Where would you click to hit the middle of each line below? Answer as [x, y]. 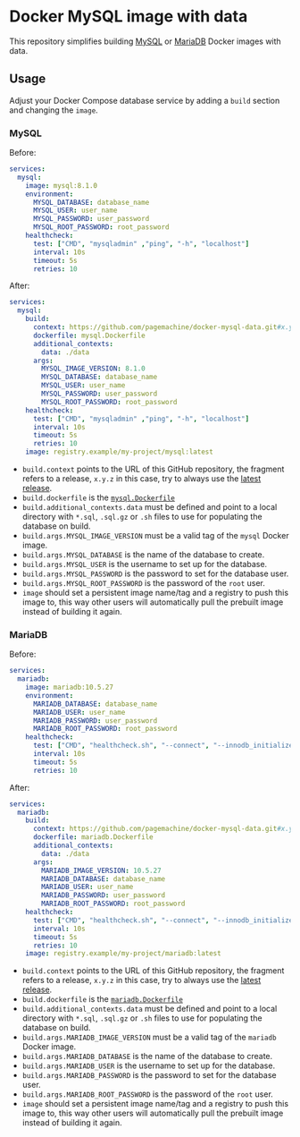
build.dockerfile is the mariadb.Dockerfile [102, 999]
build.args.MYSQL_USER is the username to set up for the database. [145, 564]
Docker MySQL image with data [129, 17]
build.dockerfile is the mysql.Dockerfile [99, 497]
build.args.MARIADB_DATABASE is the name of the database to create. [147, 1056]
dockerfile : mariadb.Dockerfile [93, 837]
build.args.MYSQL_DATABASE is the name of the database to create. [143, 555]
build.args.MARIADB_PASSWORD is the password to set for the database [149, 1075]
